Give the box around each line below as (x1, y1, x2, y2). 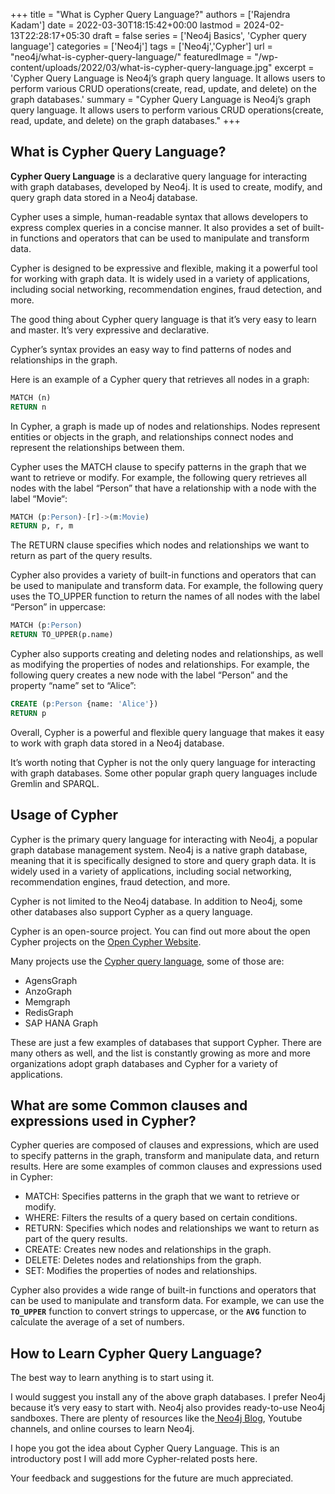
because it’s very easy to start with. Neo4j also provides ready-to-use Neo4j (10, 1402, 325, 1414)
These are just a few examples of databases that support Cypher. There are (10, 1036, 322, 1048)
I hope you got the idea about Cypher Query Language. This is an (10, 1442, 280, 1454)
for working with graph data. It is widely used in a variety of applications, (10, 272, 310, 284)
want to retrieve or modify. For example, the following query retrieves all (10, 471, 307, 483)
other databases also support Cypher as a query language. (10, 905, 253, 918)
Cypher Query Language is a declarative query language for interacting (10, 170, 308, 182)
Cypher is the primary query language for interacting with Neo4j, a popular (10, 833, 318, 845)
